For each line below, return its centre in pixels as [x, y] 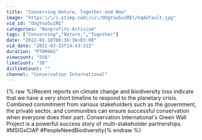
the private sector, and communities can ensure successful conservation [98, 111]
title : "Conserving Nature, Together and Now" [67, 12]
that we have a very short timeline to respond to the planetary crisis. [92, 98]
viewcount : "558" [28, 57]
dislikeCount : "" [28, 68]
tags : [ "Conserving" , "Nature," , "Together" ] [63, 35]
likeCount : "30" [27, 63]
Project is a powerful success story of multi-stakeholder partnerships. [94, 124]
